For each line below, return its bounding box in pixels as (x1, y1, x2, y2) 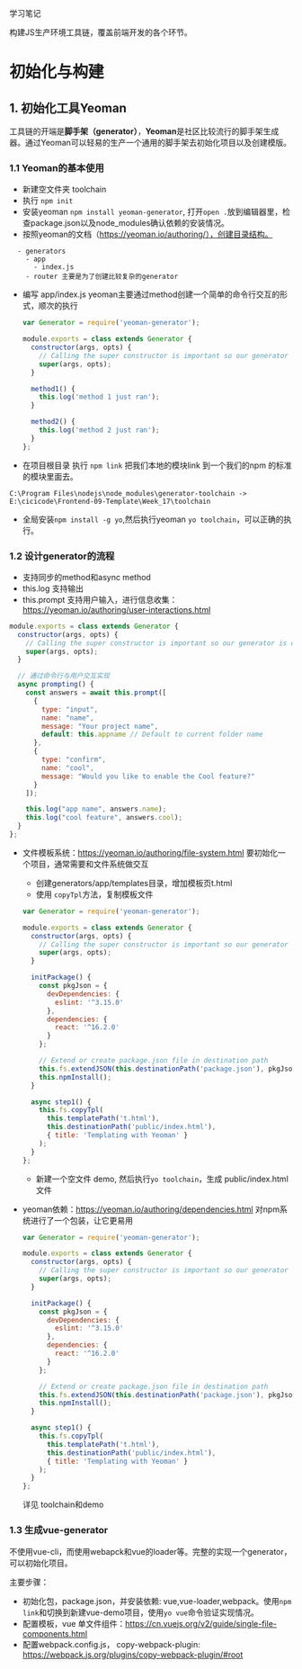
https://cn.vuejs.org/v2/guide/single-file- (125, 1618, 277, 1629)
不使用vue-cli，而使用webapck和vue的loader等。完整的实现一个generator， (9, 1546, 292, 1557)
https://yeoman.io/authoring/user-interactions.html (22, 604, 211, 615)
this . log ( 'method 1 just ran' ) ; (39, 392, 160, 402)
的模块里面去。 (22, 471, 78, 481)
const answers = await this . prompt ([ (25, 688, 167, 697)
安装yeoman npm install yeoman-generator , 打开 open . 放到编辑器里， (22, 206, 283, 218)
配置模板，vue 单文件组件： (22, 1618, 126, 1629)
